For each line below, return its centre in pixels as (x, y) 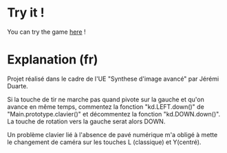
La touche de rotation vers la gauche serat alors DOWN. (86, 121)
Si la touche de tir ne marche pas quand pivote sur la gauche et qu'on (106, 99)
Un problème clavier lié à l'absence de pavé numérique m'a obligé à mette (112, 134)
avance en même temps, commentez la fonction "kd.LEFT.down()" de (106, 106)
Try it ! (26, 13)
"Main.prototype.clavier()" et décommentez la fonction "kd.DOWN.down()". (114, 114)
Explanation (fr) (53, 60)
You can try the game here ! (46, 32)
